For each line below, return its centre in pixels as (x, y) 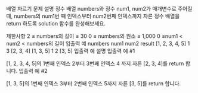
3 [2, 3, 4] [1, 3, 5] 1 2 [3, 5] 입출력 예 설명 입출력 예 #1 (71, 51)
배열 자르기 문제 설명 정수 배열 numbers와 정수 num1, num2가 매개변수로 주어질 (99, 9)
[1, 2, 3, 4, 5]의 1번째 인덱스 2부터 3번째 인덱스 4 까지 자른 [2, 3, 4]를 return (95, 63)
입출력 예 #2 (33, 71)
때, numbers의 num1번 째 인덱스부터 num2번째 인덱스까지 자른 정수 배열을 (93, 16)
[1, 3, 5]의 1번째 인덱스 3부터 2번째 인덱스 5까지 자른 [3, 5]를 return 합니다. (94, 84)
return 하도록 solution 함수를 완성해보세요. (56, 23)
